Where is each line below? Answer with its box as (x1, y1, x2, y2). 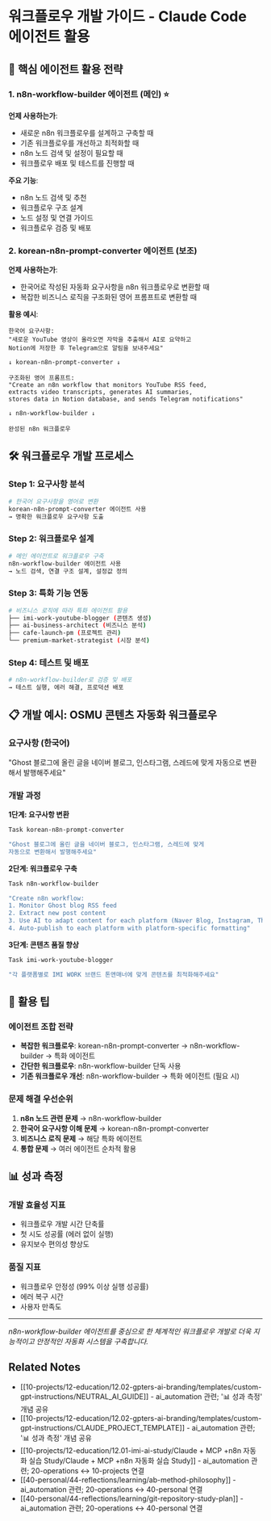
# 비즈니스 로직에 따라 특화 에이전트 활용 (8, 607, 128, 615)
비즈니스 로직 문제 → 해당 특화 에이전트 (19, 1133, 143, 1143)
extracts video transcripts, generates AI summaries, (8, 389, 194, 397)
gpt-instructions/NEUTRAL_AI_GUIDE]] (19, 1391, 149, 1401)
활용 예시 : (8, 309, 39, 319)
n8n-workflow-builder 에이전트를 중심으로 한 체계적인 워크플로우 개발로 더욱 (8, 1326, 252, 1336)
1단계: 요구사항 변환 (8, 809, 70, 820)
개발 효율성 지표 (8, 1200, 66, 1211)
